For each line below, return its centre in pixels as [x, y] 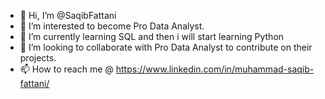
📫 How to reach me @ [66, 69]
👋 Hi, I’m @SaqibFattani [68, 15]
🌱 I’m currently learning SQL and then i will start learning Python [152, 36]
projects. [38, 58]
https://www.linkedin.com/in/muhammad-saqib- [215, 69]
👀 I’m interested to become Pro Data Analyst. [112, 26]
